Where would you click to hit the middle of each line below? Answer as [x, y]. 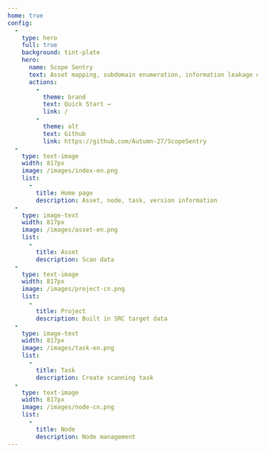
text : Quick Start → [77, 104]
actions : [43, 82]
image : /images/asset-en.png [70, 230]
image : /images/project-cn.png [73, 289]
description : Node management [86, 437]
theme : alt [61, 126]
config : [20, 23]
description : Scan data [75, 259]
